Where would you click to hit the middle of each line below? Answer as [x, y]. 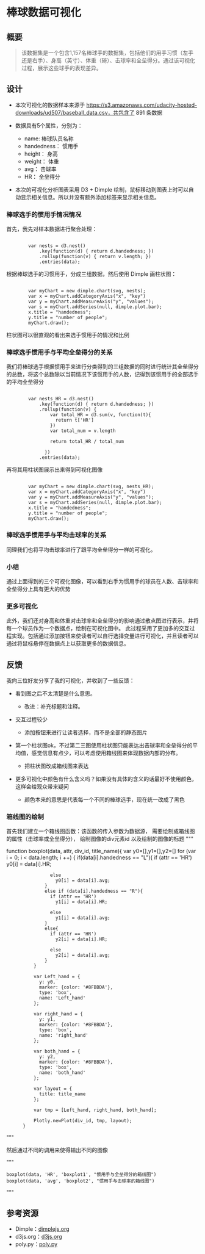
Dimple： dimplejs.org [42, 1229]
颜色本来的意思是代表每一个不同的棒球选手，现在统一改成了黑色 [104, 799]
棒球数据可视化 [44, 13]
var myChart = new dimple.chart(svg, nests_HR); [91, 487]
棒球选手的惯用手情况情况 [44, 214]
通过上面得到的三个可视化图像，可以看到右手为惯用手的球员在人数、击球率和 [103, 581]
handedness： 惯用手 [51, 146]
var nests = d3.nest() [57, 246]
